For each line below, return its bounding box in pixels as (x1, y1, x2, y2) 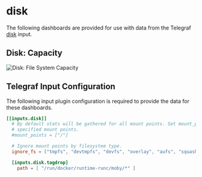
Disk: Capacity (6, 48, 63, 58)
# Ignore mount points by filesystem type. (11, 143, 122, 149)
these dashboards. (6, 104, 53, 111)
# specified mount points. (11, 126, 79, 133)
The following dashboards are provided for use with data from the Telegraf (6, 24, 191, 31)
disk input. (6, 30, 32, 37)
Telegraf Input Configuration (6, 81, 115, 92)
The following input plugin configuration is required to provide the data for (6, 98, 189, 105)
